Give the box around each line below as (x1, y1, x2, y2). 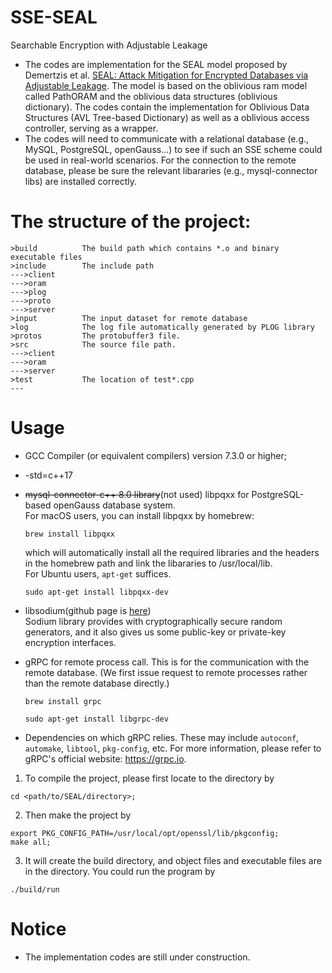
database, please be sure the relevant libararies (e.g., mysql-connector (24, 164, 318, 176)
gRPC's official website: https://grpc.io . (24, 752, 187, 765)
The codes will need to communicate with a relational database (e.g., (24, 132, 310, 145)
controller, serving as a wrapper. (24, 122, 159, 134)
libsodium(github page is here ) (24, 604, 152, 616)
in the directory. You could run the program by (24, 865, 216, 877)
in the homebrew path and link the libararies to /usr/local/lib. (24, 557, 273, 569)
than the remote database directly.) (24, 677, 170, 689)
